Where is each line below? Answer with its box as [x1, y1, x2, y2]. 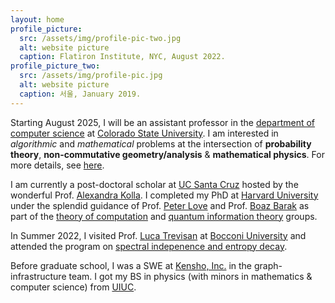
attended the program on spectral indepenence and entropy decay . [10, 240, 288, 252]
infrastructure [10, 270, 67, 282]
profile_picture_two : [10, 61, 101, 71]
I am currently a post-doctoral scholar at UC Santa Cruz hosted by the [10, 178, 299, 190]
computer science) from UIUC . [10, 281, 137, 293]
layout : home [10, 14, 65, 25]
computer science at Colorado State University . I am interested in [10, 127, 279, 139]
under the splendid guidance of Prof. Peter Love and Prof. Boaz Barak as [10, 199, 310, 211]
